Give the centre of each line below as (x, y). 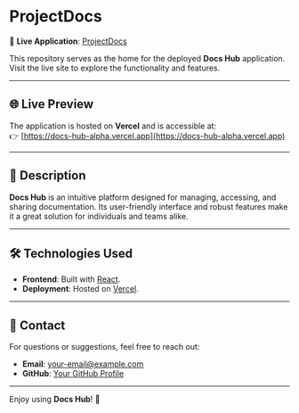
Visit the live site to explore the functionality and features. (115, 68)
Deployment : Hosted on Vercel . (81, 289)
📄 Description (48, 176)
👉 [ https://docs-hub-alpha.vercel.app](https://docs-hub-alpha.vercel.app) (147, 136)
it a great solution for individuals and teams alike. (99, 216)
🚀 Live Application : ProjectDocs (68, 41)
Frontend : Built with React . (71, 279)
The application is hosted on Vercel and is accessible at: (113, 126)
